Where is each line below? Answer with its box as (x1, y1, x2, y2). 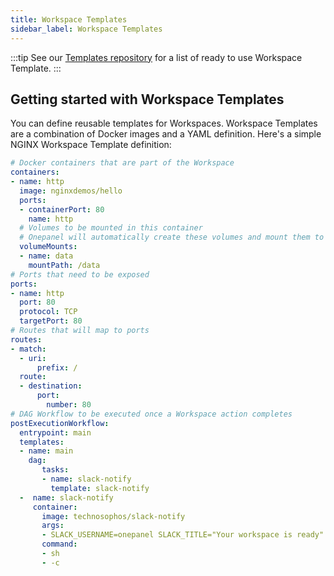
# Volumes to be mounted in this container (19, 223, 203, 233)
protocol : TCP (19, 307, 78, 317)
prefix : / (36, 362, 78, 373)
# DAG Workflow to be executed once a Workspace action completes (10, 409, 293, 419)
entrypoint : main (19, 427, 92, 438)
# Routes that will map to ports (10, 326, 150, 336)
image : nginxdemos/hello (19, 186, 123, 196)
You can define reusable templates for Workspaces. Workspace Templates (10, 117, 318, 130)
